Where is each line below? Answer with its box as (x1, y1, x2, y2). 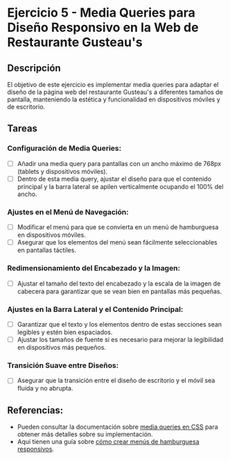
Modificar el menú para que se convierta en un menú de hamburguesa (17, 223, 219, 231)
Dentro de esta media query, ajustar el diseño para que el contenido (17, 174, 212, 183)
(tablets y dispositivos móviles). (17, 167, 108, 175)
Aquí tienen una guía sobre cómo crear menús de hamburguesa (17, 438, 200, 446)
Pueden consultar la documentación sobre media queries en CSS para (17, 422, 218, 432)
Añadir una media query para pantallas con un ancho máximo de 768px (17, 159, 222, 167)
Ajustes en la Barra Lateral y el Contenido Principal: (7, 304, 184, 314)
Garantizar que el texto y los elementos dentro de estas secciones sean (17, 320, 222, 328)
